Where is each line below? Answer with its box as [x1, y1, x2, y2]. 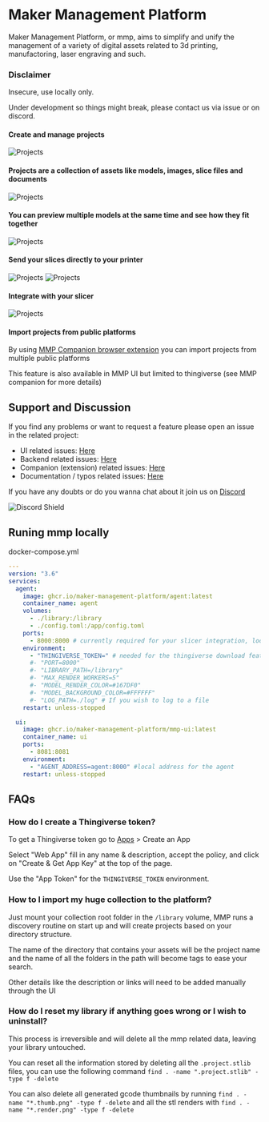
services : [8, 577, 42, 585]
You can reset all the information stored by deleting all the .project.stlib [8, 1058, 251, 1068]
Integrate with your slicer [8, 291, 94, 301]
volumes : [22, 607, 52, 615]
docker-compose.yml [8, 547, 79, 557]
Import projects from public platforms [8, 327, 136, 337]
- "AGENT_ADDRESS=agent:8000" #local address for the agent [29, 763, 235, 771]
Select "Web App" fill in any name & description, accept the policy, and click [8, 850, 259, 860]
